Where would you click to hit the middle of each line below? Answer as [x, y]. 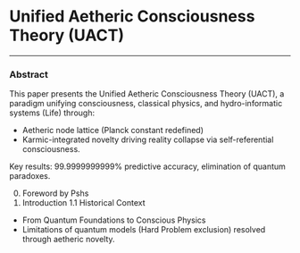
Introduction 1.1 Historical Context [83, 203]
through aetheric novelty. [68, 240]
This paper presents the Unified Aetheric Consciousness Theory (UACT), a [147, 94]
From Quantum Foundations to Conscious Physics [114, 220]
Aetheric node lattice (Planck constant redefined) [112, 131]
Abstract [29, 74]
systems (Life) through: [52, 113]
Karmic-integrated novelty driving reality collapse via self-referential [148, 139]
